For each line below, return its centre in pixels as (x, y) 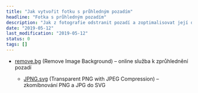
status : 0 (18, 39)
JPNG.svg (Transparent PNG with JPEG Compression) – (91, 79)
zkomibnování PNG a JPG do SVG (65, 85)
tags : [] (17, 45)
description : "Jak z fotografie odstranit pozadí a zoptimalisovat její (97, 22)
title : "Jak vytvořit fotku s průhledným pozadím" (70, 11)
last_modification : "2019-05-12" (47, 34)
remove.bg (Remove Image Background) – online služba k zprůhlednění (101, 61)
